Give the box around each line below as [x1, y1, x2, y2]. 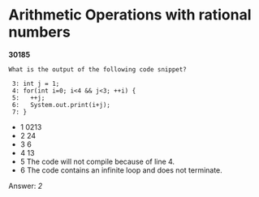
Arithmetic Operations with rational [8, 6, 252, 24]
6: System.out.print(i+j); [11, 101, 111, 109]
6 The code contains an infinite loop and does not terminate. [19, 165, 223, 175]
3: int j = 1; [11, 79, 60, 88]
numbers [8, 23, 71, 41]
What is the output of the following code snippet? [8, 65, 187, 74]
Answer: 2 [8, 181, 43, 191]
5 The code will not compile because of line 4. [19, 156, 175, 166]
